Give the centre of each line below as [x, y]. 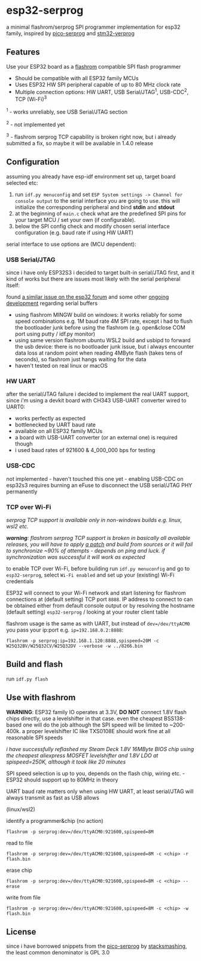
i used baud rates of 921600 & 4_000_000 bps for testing [85, 450]
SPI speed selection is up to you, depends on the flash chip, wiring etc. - [96, 773]
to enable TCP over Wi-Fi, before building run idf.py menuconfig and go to [98, 569]
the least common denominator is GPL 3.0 [58, 953]
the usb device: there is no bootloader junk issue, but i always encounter [104, 347]
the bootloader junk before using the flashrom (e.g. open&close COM [100, 328]
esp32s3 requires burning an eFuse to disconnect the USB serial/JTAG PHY [99, 485]
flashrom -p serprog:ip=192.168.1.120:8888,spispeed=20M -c [83, 641]
